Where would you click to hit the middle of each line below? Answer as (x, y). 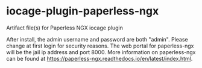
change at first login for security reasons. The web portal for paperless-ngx (100, 46)
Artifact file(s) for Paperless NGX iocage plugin (65, 28)
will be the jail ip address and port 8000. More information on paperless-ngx (101, 52)
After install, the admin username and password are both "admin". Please (97, 39)
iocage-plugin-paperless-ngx (83, 11)
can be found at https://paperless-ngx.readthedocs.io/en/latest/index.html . (99, 58)
